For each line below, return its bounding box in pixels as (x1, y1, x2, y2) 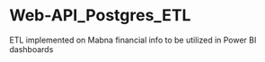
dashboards (9, 43, 54, 54)
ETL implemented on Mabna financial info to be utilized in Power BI (9, 35, 257, 45)
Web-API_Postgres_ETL (9, 5, 191, 26)
